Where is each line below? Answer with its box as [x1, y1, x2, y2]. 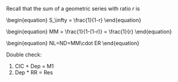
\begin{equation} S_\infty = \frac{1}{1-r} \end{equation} [6, 17, 142, 23]
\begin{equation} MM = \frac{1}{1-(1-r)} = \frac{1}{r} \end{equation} [6, 28, 172, 35]
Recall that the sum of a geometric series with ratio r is [6, 5, 140, 12]
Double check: [6, 51, 42, 58]
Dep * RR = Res [14, 69, 54, 76]
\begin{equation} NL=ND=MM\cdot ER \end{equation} [6, 40, 140, 46]
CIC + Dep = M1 [14, 62, 54, 70]
